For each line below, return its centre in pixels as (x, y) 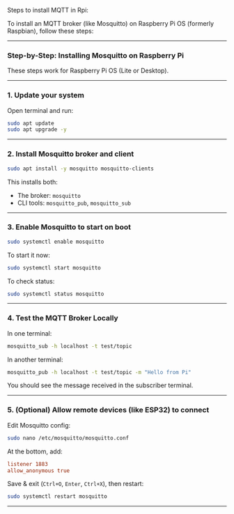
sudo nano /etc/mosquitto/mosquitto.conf (68, 438)
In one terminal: (30, 333)
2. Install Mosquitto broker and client (71, 154)
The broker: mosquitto (49, 195)
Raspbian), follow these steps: (50, 31)
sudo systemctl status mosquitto (56, 294)
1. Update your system (46, 95)
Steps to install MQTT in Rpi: (48, 10)
